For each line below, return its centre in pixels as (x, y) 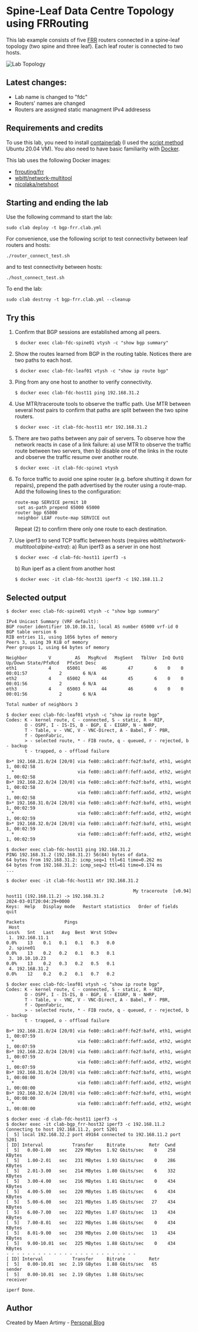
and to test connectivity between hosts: (54, 267)
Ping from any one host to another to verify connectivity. (83, 382)
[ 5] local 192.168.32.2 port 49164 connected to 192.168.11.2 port (94, 1135)
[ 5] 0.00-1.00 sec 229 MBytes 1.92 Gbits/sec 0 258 (91, 1150)
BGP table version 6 (32, 632)
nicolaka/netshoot (37, 184)
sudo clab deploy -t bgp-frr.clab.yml (54, 228)
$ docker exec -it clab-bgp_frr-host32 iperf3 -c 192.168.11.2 (86, 1124)
